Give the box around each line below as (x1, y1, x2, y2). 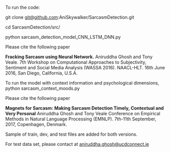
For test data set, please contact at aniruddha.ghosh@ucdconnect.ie (5, 141, 149, 147)
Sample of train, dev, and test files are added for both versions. (5, 131, 138, 137)
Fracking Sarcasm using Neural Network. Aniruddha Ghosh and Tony (5, 54, 153, 60)
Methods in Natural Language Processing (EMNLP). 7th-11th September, (5, 116, 157, 122)
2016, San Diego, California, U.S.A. (5, 70, 78, 76)
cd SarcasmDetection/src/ (5, 24, 61, 30)
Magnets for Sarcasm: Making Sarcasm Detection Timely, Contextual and (5, 105, 164, 111)
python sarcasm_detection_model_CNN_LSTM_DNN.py (5, 34, 121, 40)
